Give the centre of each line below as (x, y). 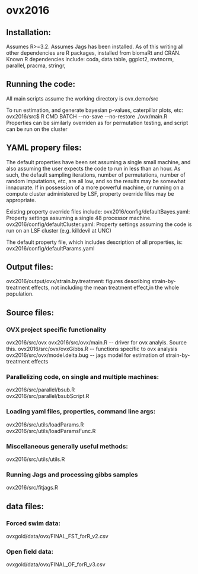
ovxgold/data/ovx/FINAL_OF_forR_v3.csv (56, 564)
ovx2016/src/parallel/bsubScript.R (48, 396)
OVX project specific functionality (56, 330)
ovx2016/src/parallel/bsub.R (41, 390)
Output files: (30, 267)
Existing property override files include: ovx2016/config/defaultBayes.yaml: (98, 211)
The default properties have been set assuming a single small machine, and (98, 162)
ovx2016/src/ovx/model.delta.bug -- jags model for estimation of (85, 355)
